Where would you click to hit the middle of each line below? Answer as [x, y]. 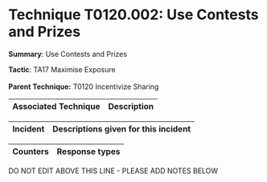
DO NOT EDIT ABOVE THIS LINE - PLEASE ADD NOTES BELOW [113, 171]
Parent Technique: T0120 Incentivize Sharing [84, 87]
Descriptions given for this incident [121, 128]
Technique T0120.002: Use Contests [133, 15]
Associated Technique [56, 106]
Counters [31, 152]
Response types [88, 152]
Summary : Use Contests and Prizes [68, 54]
